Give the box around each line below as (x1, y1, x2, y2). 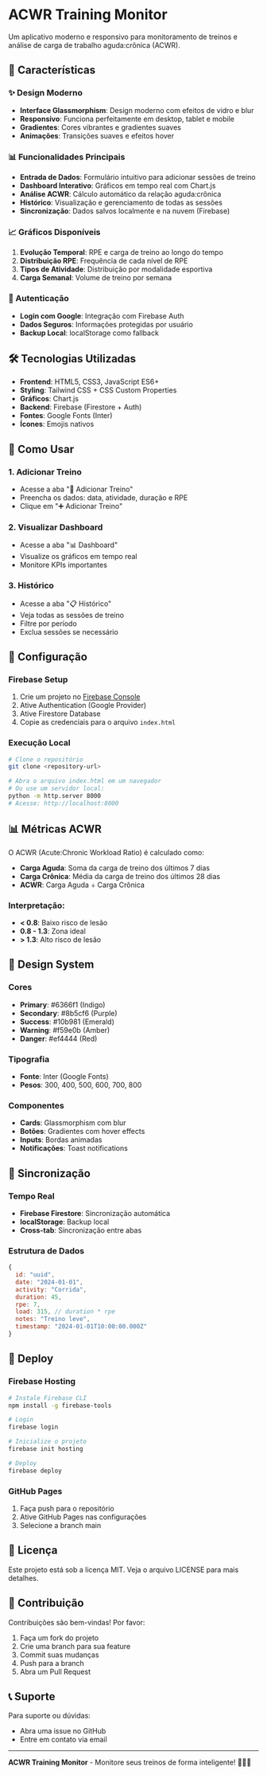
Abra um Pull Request (19, 1667, 91, 1676)
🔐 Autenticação (8, 293, 69, 304)
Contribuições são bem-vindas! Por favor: (8, 1617, 145, 1627)
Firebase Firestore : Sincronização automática (19, 1208, 171, 1218)
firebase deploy (8, 1467, 62, 1475)
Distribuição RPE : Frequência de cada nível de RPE (19, 256, 188, 266)
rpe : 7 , (15, 1300, 41, 1308)
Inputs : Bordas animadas (19, 1135, 103, 1144)
